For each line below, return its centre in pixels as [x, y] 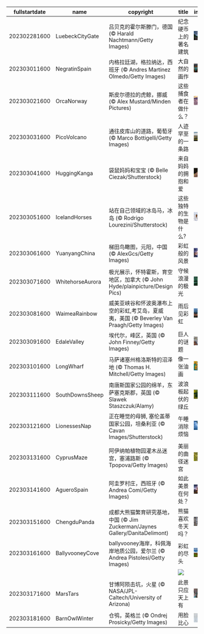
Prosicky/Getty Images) [138, 622]
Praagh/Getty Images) [136, 325]
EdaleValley [70, 341]
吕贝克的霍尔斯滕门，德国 [141, 27]
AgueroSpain [72, 489]
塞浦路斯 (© [134, 458]
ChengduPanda [75, 522]
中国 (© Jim [123, 519]
